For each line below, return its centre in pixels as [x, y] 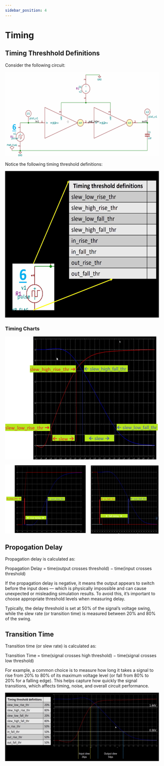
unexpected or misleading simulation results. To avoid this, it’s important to [80, 594]
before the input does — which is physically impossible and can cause [76, 588]
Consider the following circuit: [35, 65]
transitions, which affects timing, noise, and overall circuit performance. [77, 686]
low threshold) [20, 661]
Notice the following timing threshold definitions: [54, 164]
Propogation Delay [34, 548]
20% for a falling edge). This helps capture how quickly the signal [71, 681]
